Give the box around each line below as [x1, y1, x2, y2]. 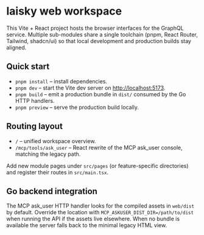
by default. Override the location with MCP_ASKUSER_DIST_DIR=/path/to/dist [6, 209, 194, 216]
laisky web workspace [6, 4, 122, 18]
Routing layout [6, 121, 63, 132]
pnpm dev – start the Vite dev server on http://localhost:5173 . [15, 84, 166, 91]
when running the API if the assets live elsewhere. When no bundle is [6, 215, 180, 223]
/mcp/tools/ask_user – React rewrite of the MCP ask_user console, [15, 144, 183, 151]
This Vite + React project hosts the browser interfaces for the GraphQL [6, 24, 184, 32]
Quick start [6, 61, 50, 72]
